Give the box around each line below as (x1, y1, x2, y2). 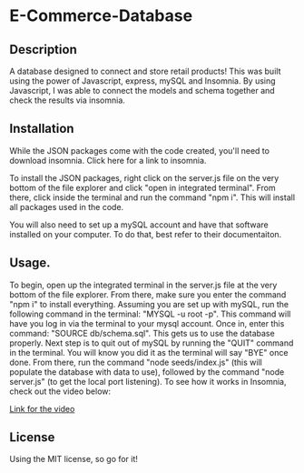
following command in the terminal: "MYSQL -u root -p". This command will (9, 308, 291, 319)
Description (9, 42, 77, 57)
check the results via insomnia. (9, 95, 125, 106)
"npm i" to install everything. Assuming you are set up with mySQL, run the (9, 298, 289, 309)
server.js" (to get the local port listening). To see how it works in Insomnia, (9, 376, 288, 387)
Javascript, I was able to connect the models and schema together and (9, 86, 275, 96)
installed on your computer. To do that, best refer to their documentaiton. (9, 228, 282, 239)
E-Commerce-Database (9, 5, 193, 26)
